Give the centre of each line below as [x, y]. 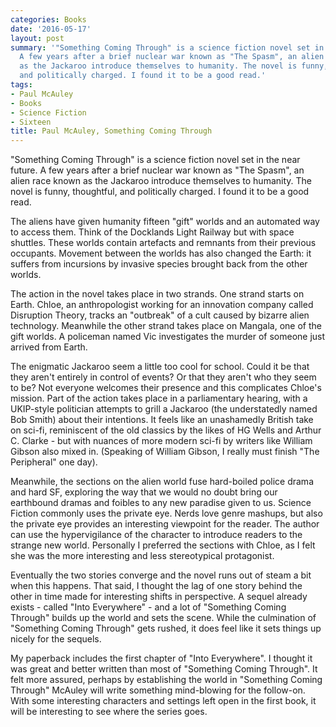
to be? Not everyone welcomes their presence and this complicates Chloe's [166, 388]
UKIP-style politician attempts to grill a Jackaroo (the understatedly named [164, 409]
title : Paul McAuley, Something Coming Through [111, 131]
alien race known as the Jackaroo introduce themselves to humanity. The [161, 181]
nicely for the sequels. [56, 639]
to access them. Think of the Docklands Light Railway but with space [152, 232]
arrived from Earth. [49, 347]
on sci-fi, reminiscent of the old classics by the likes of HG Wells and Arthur [166, 430]
